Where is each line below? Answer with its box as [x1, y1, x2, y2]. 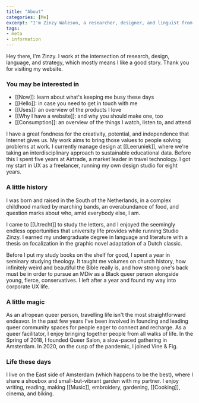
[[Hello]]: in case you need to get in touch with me [14, 100, 138, 107]
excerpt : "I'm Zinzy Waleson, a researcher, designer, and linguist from [6, 20, 193, 26]
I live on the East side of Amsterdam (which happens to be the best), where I [6, 371, 193, 378]
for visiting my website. [6, 65, 64, 72]
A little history [6, 183, 48, 191]
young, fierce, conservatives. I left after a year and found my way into [6, 276, 176, 284]
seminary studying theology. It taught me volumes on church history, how [6, 257, 186, 265]
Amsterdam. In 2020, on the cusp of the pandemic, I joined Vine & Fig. [6, 342, 178, 350]
